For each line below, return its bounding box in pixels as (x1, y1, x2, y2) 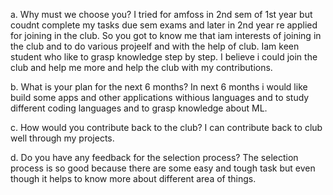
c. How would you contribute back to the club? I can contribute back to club (10, 122, 323, 133)
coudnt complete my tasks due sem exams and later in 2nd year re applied (10, 19, 318, 31)
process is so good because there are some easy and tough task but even (10, 162, 316, 174)
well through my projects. (10, 132, 115, 144)
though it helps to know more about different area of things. (10, 173, 257, 184)
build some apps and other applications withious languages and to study (10, 92, 310, 103)
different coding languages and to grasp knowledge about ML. (10, 102, 268, 114)
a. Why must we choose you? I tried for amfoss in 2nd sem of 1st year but (10, 9, 313, 20)
